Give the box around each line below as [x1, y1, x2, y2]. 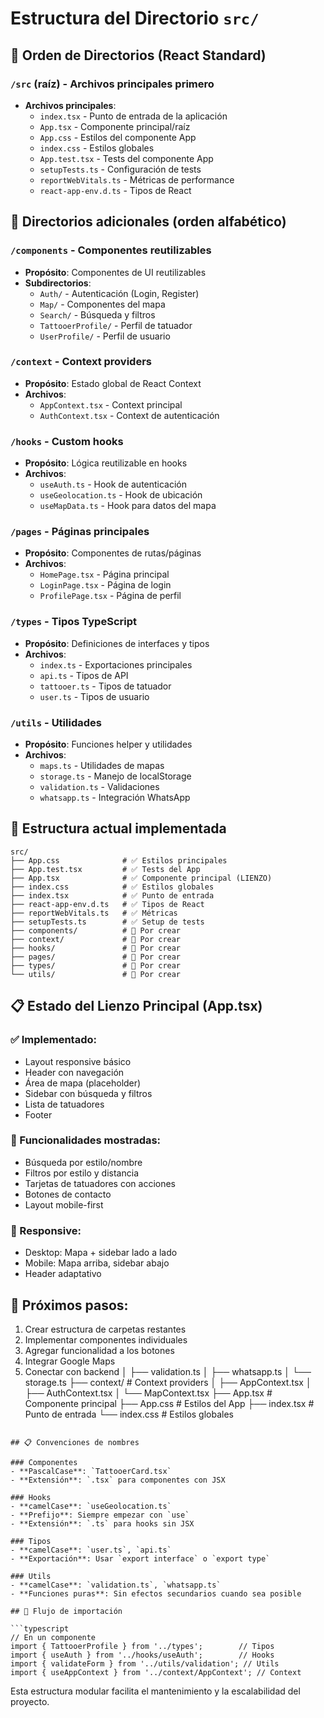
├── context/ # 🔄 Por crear [10, 934, 182, 944]
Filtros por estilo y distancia [24, 1167, 139, 1179]
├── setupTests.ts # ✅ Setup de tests [10, 917, 205, 927]
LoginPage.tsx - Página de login [39, 579, 172, 591]
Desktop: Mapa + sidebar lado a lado [24, 1247, 178, 1259]
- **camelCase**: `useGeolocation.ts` [10, 1501, 172, 1511]
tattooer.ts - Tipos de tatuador [39, 680, 172, 692]
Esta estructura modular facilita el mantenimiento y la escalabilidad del [10, 1685, 301, 1697]
